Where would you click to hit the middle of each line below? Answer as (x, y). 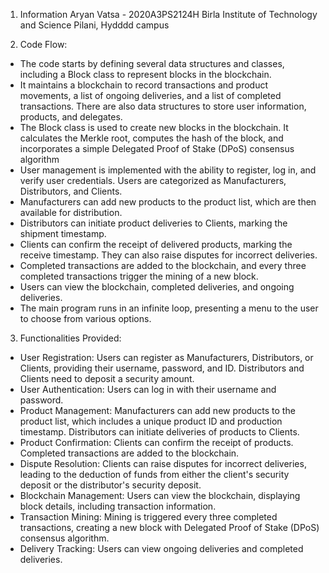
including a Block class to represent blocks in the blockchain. (145, 74)
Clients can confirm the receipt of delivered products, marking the (156, 244)
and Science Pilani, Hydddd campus (94, 25)
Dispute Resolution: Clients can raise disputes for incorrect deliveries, (163, 463)
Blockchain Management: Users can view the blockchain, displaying (160, 495)
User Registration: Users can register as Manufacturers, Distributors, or (166, 357)
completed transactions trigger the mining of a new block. (139, 276)
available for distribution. (71, 212)
